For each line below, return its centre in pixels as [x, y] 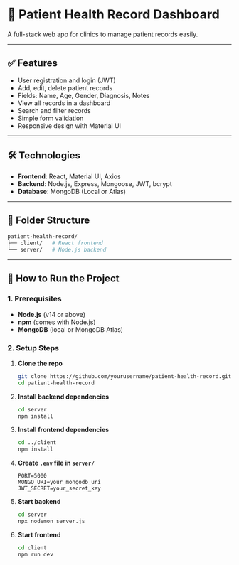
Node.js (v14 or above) [51, 314]
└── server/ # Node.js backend [57, 250]
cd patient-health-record [56, 383]
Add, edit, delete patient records [65, 87]
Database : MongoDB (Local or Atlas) [72, 191]
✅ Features [33, 63]
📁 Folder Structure [49, 220]
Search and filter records [54, 110]
